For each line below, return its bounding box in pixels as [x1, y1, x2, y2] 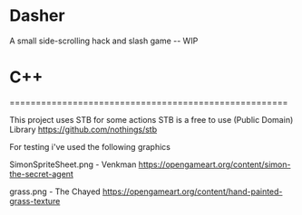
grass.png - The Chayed [9, 186, 102, 197]
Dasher [9, 5, 65, 26]
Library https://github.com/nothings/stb [9, 124, 158, 135]
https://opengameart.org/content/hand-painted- [102, 186, 283, 197]
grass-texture [9, 195, 61, 206]
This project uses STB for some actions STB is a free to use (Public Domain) [9, 114, 294, 125]
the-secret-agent [9, 168, 74, 179]
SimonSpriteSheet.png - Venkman [9, 159, 137, 170]
